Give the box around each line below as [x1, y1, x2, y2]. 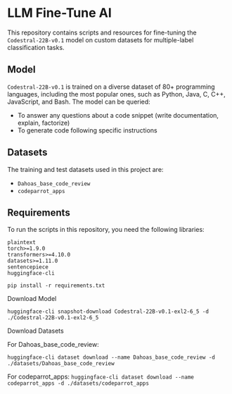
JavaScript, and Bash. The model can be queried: [7, 97, 151, 106]
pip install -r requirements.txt [7, 282, 105, 290]
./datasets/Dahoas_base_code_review [7, 360, 115, 367]
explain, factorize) [17, 118, 70, 127]
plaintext [7, 239, 37, 246]
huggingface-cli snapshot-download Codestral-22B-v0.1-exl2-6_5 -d [7, 308, 210, 315]
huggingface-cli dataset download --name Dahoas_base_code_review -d [7, 354, 216, 361]
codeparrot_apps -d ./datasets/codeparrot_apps [7, 380, 150, 387]
